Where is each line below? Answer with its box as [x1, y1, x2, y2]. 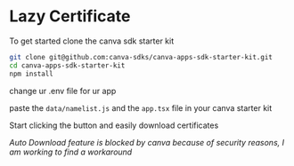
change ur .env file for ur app [9, 85, 117, 96]
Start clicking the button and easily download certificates [9, 120, 219, 130]
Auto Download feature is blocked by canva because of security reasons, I [9, 137, 285, 147]
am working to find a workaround [9, 146, 133, 157]
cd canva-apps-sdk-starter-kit [9, 60, 126, 70]
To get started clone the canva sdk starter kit [9, 36, 175, 46]
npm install [9, 69, 53, 78]
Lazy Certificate [9, 6, 131, 27]
